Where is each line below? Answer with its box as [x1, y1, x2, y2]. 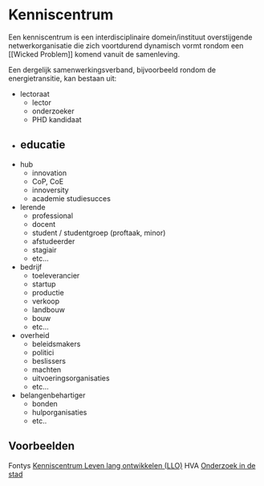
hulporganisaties [31, 407, 87, 417]
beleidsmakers [31, 339, 81, 348]
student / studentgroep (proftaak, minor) [31, 228, 166, 237]
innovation [31, 167, 67, 178]
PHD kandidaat [31, 114, 82, 124]
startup [31, 279, 56, 289]
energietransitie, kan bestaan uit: [8, 73, 117, 83]
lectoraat [19, 89, 50, 98]
